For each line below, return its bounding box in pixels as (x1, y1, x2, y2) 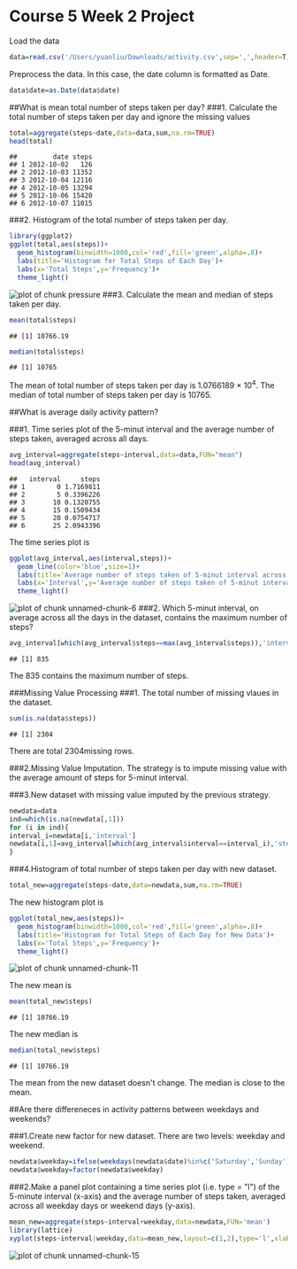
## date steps (9, 152, 93, 161)
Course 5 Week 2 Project (9, 6, 194, 27)
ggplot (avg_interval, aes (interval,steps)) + (9, 554, 172, 563)
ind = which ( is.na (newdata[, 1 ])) (9, 814, 125, 823)
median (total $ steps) (9, 347, 86, 356)
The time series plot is (9, 536, 90, 547)
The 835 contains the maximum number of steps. (9, 671, 189, 681)
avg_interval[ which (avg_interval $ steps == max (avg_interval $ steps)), (9, 639, 263, 648)
